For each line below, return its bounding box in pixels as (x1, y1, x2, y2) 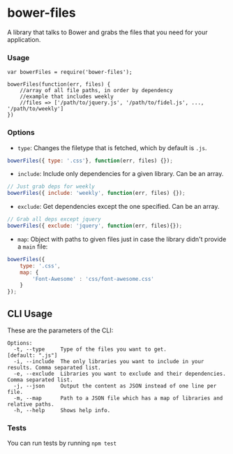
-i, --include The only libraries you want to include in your (13, 358, 204, 365)
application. (7, 35, 41, 43)
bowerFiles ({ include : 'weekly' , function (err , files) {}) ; (7, 190, 186, 197)
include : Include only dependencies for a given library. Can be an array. (17, 170, 224, 178)
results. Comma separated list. (7, 364, 101, 371)
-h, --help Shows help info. (13, 407, 111, 413)
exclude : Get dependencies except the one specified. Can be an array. (17, 203, 220, 211)
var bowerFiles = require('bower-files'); (7, 68, 133, 76)
